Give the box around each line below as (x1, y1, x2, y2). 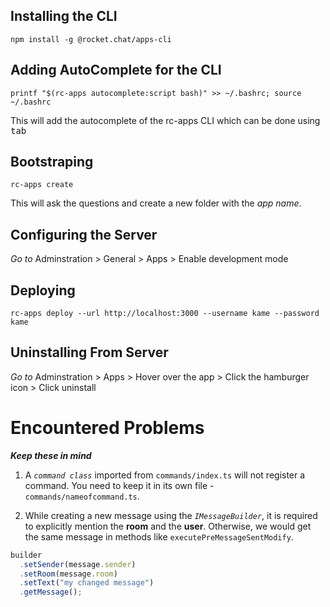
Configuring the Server (10, 226, 158, 243)
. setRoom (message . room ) (19, 569, 118, 579)
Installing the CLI (10, 8, 118, 25)
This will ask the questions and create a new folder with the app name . (10, 197, 302, 209)
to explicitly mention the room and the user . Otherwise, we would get (24, 520, 312, 532)
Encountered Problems (10, 417, 205, 439)
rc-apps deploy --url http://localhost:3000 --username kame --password (10, 309, 320, 319)
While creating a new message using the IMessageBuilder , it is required (24, 509, 318, 521)
